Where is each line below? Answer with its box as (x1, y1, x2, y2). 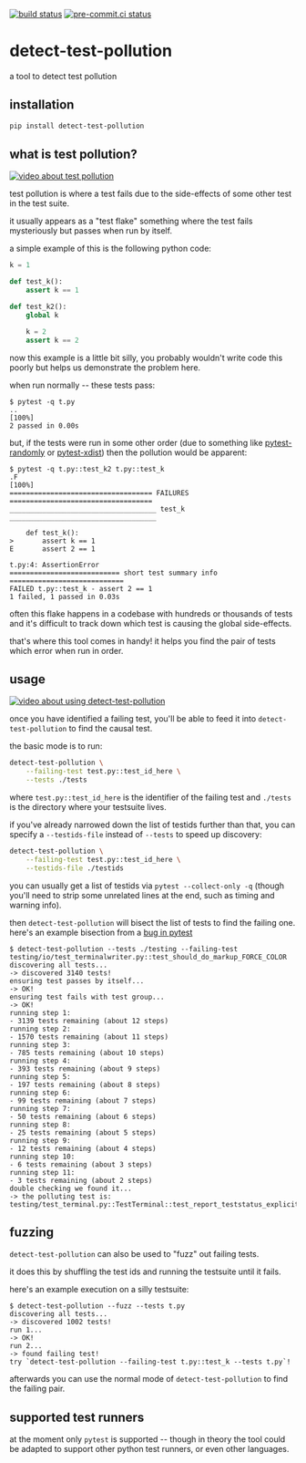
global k (25, 310, 59, 319)
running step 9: (9, 1136, 71, 1145)
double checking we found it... (9, 1184, 132, 1193)
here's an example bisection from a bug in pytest (9, 927, 193, 938)
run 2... (9, 1342, 43, 1351)
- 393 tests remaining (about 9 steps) (9, 1064, 161, 1074)
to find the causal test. (68, 723, 153, 734)
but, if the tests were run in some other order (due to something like (9, 437, 263, 448)
